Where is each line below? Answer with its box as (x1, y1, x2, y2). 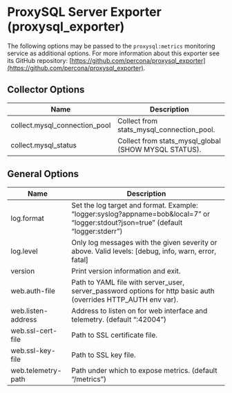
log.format (10, 213, 45, 223)
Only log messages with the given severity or (71, 237, 217, 247)
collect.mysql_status (10, 140, 77, 149)
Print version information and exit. (71, 266, 181, 275)
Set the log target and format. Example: (71, 200, 198, 210)
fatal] (71, 255, 88, 264)
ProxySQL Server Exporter (7, 4, 162, 20)
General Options (7, 168, 79, 180)
